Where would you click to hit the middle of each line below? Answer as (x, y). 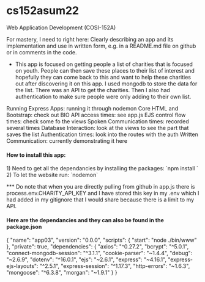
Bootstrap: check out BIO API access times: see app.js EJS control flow (96, 115)
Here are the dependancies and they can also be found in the (85, 220)
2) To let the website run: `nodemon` (52, 175)
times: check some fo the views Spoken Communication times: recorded (98, 121)
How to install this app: (36, 155)
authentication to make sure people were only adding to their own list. (103, 96)
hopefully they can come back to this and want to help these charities (103, 77)
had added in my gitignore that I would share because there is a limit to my (100, 200)
